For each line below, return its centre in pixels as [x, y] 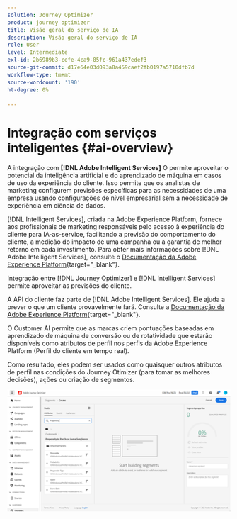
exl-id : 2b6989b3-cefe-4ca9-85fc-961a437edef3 [77, 60]
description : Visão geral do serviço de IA [73, 38]
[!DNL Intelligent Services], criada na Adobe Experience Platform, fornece [115, 219]
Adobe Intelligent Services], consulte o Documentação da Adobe [102, 257]
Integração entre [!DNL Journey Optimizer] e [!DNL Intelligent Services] [111, 278]
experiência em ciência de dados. [57, 206]
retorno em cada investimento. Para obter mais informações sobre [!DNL [113, 250]
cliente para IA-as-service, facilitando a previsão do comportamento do [111, 235]
